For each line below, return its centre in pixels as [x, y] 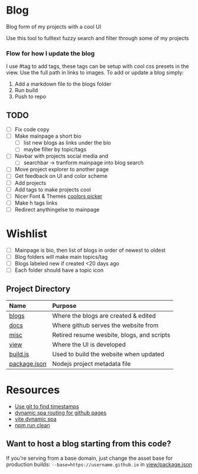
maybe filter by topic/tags [55, 150]
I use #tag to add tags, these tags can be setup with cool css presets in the [98, 66]
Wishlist [27, 234]
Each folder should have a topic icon [59, 270]
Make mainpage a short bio [48, 136]
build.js [19, 354]
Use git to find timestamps [47, 406]
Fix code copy [32, 129]
